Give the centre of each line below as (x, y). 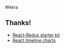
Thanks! (18, 23)
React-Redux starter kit (36, 35)
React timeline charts (34, 40)
